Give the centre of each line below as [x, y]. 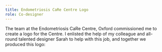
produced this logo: [25, 44]
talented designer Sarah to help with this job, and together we [82, 39]
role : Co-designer [24, 14]
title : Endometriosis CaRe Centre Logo [47, 10]
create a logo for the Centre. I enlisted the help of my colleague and [75, 34]
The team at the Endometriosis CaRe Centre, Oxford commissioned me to [81, 28]
